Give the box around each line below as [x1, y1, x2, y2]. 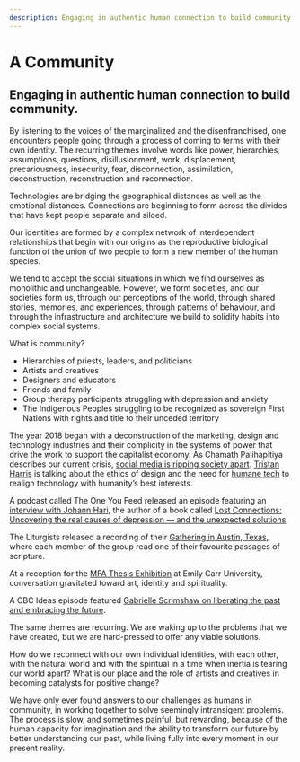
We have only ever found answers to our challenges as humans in [9, 695, 253, 705]
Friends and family [22, 383, 92, 395]
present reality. [9, 742, 66, 753]
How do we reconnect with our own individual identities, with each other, [9, 648, 278, 660]
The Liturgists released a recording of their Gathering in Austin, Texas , [9, 531, 269, 542]
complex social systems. [9, 320, 101, 331]
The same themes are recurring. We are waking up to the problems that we [9, 621, 287, 633]
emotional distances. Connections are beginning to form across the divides [9, 199, 287, 211]
